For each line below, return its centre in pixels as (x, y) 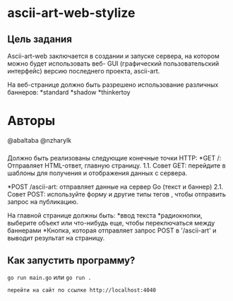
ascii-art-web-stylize (71, 13)
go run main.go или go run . (49, 278)
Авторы (31, 121)
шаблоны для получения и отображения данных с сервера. (97, 173)
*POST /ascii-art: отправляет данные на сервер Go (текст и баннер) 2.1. (115, 187)
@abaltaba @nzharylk (40, 140)
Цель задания (40, 39)
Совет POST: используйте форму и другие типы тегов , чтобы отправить (116, 194)
